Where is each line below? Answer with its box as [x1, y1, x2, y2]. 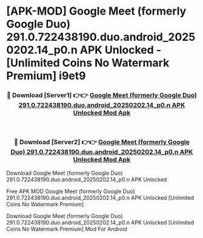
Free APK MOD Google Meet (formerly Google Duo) [6, 187, 135, 195]
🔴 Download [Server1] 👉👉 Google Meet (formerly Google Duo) [6, 91, 198, 100]
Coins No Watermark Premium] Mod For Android [6, 225, 127, 233]
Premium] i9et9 [6, 69, 86, 83]
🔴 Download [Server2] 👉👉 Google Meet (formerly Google [14, 138, 190, 147]
